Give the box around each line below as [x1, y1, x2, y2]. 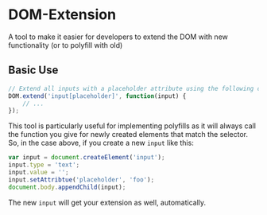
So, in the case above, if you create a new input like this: [8, 138, 195, 148]
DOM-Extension [8, 6, 117, 24]
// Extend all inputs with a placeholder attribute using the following [8, 84, 254, 92]
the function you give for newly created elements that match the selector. [8, 130, 249, 139]
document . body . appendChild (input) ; [8, 183, 126, 191]
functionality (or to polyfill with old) [8, 40, 123, 49]
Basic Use [8, 64, 59, 77]
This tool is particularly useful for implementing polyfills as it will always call [8, 121, 257, 131]
